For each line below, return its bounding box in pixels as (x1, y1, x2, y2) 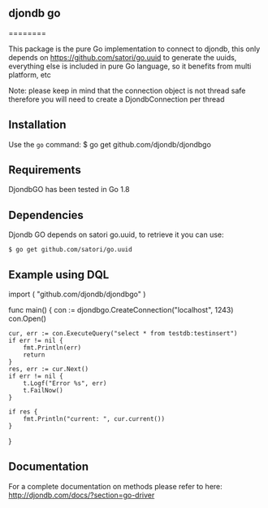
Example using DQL (8, 268, 110, 282)
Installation (8, 118, 67, 132)
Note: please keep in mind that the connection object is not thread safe (8, 85, 246, 95)
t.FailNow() (23, 387, 63, 395)
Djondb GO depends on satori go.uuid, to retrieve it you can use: (8, 230, 225, 239)
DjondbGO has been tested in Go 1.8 (8, 185, 130, 195)
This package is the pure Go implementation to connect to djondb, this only (8, 44, 261, 54)
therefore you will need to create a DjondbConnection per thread (8, 94, 225, 104)
